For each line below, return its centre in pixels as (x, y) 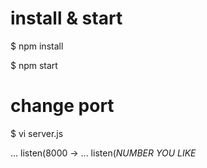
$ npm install (37, 46)
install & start (66, 18)
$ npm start (34, 65)
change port (62, 106)
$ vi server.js (37, 133)
